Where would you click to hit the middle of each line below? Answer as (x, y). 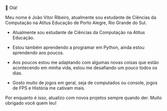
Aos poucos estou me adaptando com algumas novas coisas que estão (85, 62)
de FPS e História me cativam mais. (49, 88)
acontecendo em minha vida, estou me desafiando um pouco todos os (85, 68)
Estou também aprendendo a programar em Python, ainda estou (78, 47)
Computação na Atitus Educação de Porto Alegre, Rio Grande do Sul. (76, 23)
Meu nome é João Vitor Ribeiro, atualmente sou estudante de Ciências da (81, 17)
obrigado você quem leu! (31, 103)
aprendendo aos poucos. (38, 53)
